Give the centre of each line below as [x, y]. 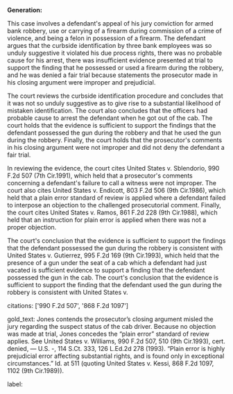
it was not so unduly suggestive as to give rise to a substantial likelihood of [114, 103]
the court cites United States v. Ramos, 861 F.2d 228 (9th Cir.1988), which [112, 212]
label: [15, 384]
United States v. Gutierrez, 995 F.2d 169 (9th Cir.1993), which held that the [113, 255]
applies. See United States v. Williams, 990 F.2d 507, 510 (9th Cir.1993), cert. [116, 341]
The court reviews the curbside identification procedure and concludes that [115, 96]
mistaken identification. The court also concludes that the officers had [107, 111]
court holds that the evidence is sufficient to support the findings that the [112, 125]
